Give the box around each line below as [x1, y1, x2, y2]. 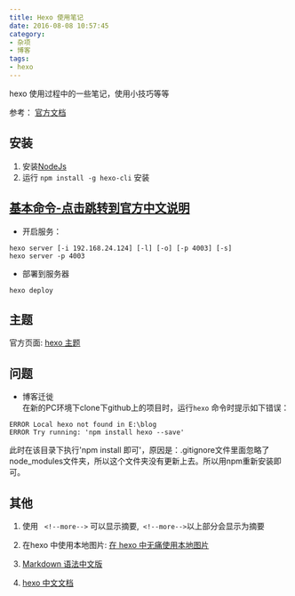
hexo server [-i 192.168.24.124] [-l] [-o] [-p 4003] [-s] [9, 244, 233, 253]
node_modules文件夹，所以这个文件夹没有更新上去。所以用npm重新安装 [9, 455, 274, 467]
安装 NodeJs [21, 161, 67, 172]
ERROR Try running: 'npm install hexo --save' [9, 428, 185, 437]
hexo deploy [9, 286, 53, 294]
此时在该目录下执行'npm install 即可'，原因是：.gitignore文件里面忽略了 [9, 445, 270, 455]
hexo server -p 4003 [9, 251, 86, 261]
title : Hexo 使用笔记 [9, 12, 84, 22]
